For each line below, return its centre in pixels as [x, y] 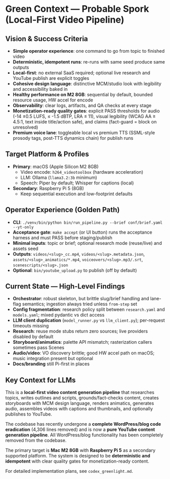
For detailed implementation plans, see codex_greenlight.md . [69, 471]
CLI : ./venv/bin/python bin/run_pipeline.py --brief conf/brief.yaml [88, 222]
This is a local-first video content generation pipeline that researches [80, 392]
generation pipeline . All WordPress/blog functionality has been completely [84, 435]
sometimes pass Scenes [38, 348]
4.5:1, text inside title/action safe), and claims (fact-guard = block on [85, 122]
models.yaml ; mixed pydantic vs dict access [59, 315]
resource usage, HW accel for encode [53, 100]
